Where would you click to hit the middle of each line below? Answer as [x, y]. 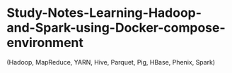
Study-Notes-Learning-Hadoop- [104, 13]
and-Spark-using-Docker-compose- [116, 28]
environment [45, 43]
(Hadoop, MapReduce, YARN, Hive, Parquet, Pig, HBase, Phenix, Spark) [111, 62]
